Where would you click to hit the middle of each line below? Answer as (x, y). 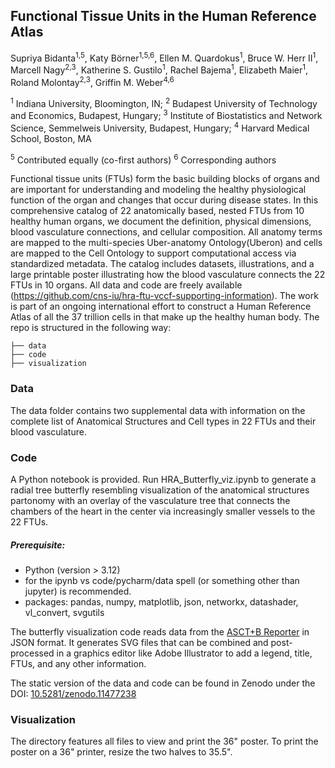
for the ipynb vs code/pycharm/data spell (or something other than (162, 580)
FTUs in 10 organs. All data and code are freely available (126, 285)
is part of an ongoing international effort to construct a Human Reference (161, 306)
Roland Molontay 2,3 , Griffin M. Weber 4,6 (92, 81)
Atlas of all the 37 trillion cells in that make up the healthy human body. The (165, 317)
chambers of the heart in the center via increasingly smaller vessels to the (163, 511)
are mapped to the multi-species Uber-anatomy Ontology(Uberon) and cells (166, 243)
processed (32, 653)
